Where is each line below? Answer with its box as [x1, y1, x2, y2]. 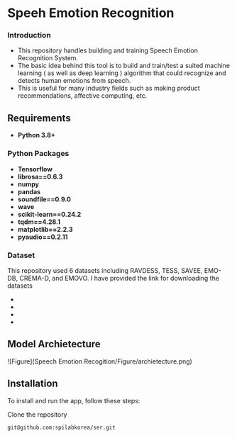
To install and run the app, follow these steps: [7, 396, 140, 405]
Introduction [7, 30, 51, 40]
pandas [17, 187, 41, 196]
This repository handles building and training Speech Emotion [17, 46, 199, 55]
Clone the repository [7, 410, 67, 419]
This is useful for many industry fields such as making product [17, 84, 200, 93]
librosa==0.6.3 [17, 172, 63, 181]
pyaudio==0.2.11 [17, 232, 68, 241]
